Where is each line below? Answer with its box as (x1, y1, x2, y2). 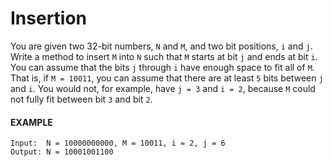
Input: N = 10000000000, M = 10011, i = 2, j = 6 (10, 138, 226, 149)
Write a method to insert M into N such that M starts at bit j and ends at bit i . (10, 50, 318, 62)
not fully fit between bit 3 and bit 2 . (10, 93, 153, 105)
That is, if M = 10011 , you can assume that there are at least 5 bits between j (10, 72, 324, 84)
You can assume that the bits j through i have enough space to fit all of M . (10, 61, 315, 73)
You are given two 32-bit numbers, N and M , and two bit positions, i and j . (10, 40, 313, 52)
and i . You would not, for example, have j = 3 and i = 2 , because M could (10, 82, 316, 94)
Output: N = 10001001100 (10, 147, 114, 157)
